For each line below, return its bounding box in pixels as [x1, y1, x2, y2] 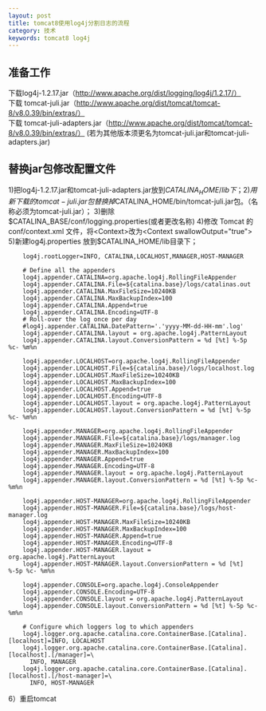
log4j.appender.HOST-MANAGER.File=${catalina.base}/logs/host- [22, 504, 237, 512]
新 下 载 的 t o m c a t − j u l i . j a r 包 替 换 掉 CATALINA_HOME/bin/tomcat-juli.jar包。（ [8, 197, 252, 206]
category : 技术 [8, 26, 57, 34]
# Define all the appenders [22, 266, 115, 274]
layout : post [8, 11, 52, 20]
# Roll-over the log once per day [22, 315, 137, 324]
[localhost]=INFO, [8, 637, 69, 645]
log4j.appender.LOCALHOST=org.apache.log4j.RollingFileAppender [22, 357, 241, 365]
